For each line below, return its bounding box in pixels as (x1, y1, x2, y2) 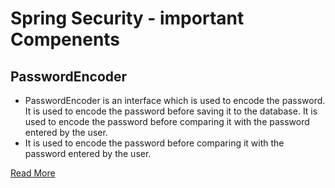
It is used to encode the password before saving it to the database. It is (24, 105, 318, 117)
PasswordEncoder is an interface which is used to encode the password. (24, 95, 326, 106)
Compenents (10, 28, 121, 51)
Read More (10, 167, 56, 179)
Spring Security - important (10, 7, 245, 30)
